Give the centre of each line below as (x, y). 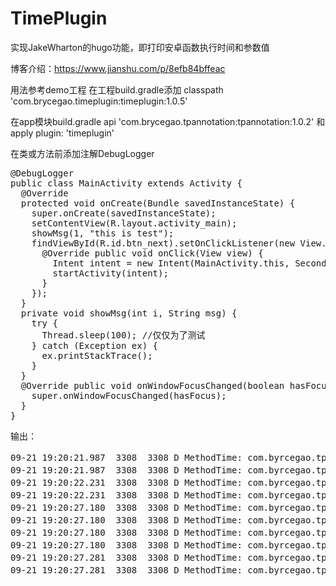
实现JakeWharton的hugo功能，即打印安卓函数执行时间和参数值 (140, 47)
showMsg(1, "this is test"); (103, 233)
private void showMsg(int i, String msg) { (129, 313)
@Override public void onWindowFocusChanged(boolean (152, 385)
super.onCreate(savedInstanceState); (124, 213)
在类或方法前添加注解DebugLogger (82, 153)
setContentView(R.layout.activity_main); (134, 223)
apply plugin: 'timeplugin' (62, 133)
